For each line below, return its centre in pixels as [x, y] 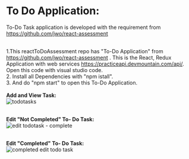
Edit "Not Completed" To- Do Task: [50, 119]
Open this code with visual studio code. [54, 70]
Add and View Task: [31, 95]
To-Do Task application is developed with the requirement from [84, 27]
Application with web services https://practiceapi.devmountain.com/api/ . [95, 64]
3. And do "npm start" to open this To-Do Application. [72, 82]
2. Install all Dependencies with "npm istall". [60, 76]
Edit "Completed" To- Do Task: [45, 143]
